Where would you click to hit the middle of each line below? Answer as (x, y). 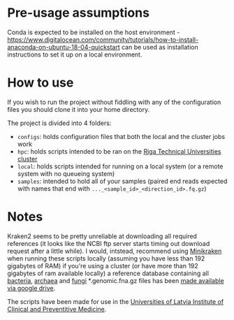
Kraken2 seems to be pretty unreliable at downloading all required (102, 236)
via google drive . (31, 288)
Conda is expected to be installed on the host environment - (94, 32)
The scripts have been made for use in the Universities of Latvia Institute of (116, 301)
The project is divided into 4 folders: (59, 123)
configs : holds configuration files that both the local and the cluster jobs (121, 136)
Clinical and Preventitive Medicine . (57, 309)
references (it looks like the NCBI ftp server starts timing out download (109, 243)
